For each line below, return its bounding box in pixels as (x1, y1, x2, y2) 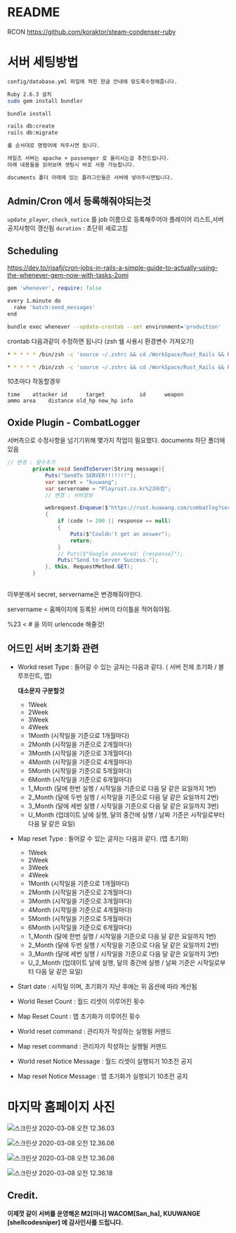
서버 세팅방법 (7, 54, 79, 70)
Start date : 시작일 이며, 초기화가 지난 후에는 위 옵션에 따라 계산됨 (17, 982, 198, 990)
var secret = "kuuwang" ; (44, 478, 118, 486)
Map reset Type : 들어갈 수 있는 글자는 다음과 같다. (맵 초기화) (17, 834, 189, 842)
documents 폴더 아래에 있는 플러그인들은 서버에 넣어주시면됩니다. (7, 174, 173, 181)
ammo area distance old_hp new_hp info (7, 397, 133, 405)
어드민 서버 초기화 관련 (7, 642, 100, 655)
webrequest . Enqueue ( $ (44, 504, 109, 511)
